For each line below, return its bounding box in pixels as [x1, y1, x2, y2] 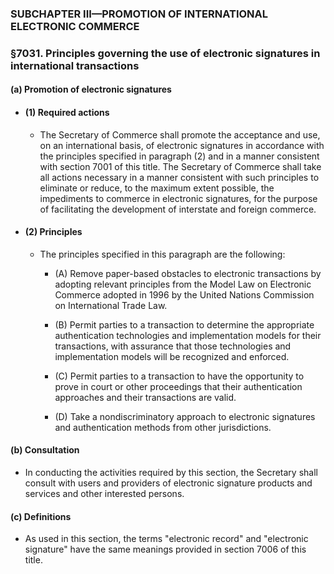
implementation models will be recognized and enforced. [54, 350, 290, 362]
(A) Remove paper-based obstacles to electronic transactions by [54, 267, 322, 279]
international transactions [10, 58, 140, 72]
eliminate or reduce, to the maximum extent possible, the [39, 182, 275, 194]
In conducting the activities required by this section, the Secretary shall [24, 467, 318, 479]
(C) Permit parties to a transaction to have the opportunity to [54, 370, 305, 382]
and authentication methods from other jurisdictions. [54, 421, 272, 433]
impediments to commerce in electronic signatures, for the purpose [39, 192, 318, 204]
